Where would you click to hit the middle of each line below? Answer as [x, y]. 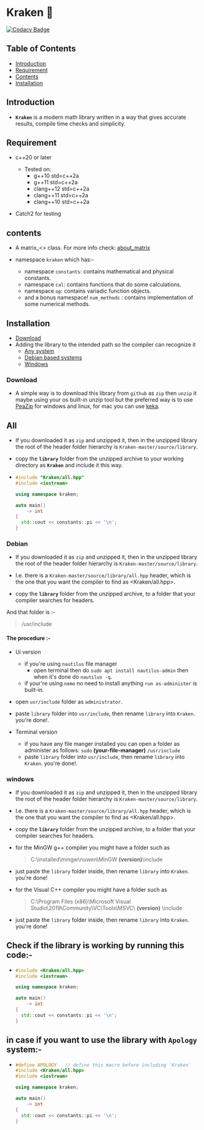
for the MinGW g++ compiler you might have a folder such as [93, 847]
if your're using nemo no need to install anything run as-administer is [111, 683]
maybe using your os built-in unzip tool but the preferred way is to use [104, 400]
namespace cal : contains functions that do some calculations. [103, 285]
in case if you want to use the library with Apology [102, 1040]
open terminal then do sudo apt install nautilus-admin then [111, 670]
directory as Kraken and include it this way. [69, 465]
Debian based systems [53, 357]
